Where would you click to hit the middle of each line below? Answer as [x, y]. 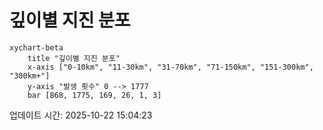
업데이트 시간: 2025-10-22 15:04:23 [81, 115]
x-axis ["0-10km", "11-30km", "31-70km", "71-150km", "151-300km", [170, 67]
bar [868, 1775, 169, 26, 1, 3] [94, 95]
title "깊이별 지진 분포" [74, 58]
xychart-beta [36, 47]
